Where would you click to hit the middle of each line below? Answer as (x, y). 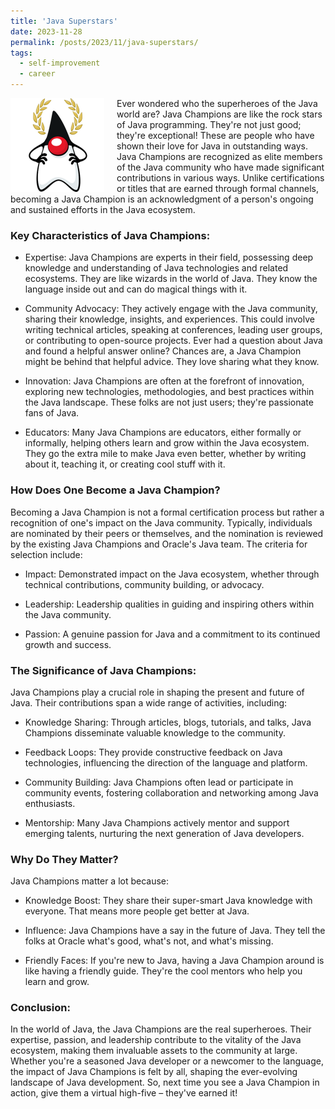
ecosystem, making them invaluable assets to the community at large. (154, 1051)
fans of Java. (52, 413)
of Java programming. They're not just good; (209, 124)
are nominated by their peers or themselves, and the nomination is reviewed (167, 533)
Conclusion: (40, 1008)
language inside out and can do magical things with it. (136, 289)
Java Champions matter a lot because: (90, 881)
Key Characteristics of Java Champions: (110, 235)
